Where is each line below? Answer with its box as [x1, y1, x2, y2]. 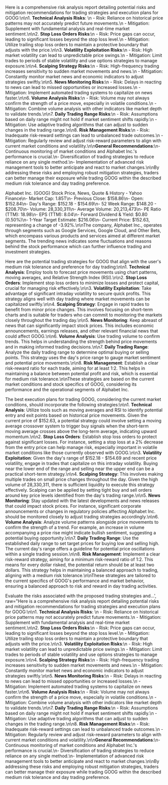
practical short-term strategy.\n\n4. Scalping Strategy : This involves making [5, 471, 163, 477]
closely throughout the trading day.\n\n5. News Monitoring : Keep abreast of [5, 317, 163, 323]
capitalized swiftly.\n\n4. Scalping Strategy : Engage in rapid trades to [5, 301, 149, 307]
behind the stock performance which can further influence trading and [5, 244, 151, 249]
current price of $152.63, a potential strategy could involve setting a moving [5, 418, 162, 423]
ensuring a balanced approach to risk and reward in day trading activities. [5, 583, 157, 589]
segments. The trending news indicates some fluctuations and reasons [5, 238, 152, 244]
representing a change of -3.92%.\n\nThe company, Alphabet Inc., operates [5, 222, 162, 228]
